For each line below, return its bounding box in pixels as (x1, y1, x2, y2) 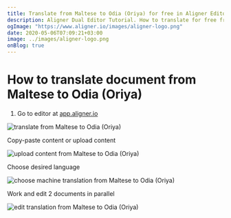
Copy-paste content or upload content (7, 136, 116, 144)
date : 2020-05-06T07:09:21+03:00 (7, 29, 103, 37)
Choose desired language (7, 163, 80, 171)
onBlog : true (7, 42, 45, 49)
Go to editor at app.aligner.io (16, 109, 98, 117)
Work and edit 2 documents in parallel (7, 189, 115, 197)
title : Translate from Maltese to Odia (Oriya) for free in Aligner (7, 10, 208, 17)
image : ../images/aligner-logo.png (7, 36, 109, 43)
